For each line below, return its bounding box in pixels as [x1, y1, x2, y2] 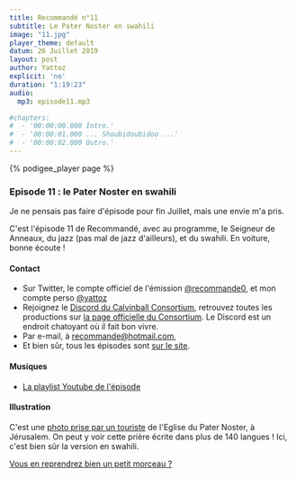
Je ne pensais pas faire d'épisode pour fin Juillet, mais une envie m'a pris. [9, 206, 285, 217]
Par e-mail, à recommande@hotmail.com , [22, 330, 177, 342]
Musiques [9, 361, 48, 372]
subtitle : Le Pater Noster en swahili [9, 22, 155, 31]
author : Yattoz [9, 64, 67, 73]
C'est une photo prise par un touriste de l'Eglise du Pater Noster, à [9, 421, 256, 432]
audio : [9, 88, 34, 97]
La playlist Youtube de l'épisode [22, 381, 141, 392]
